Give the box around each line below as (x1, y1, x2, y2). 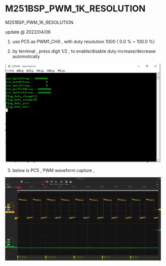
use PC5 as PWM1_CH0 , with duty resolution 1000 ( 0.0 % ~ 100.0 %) (12, 38, 155, 45)
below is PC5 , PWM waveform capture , (12, 167, 95, 173)
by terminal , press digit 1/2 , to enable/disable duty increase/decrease (12, 48, 156, 54)
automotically (12, 53, 41, 59)
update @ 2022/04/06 (5, 29, 51, 35)
